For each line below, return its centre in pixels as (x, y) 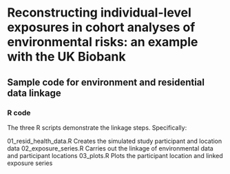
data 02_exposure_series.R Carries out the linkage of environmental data (110, 148)
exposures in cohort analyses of (101, 27)
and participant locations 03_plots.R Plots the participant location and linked (115, 155)
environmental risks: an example (103, 42)
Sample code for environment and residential (106, 82)
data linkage (34, 93)
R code (19, 113)
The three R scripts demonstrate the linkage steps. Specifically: (97, 127)
